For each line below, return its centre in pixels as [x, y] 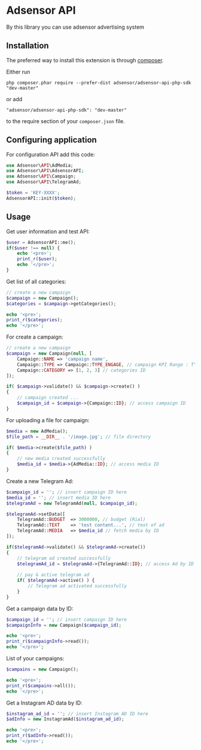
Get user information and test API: [48, 231]
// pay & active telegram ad [53, 575]
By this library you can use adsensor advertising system [75, 27]
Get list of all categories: [36, 281]
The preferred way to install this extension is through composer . [85, 60]
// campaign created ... [48, 398]
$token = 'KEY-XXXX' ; [33, 193]
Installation [28, 46]
